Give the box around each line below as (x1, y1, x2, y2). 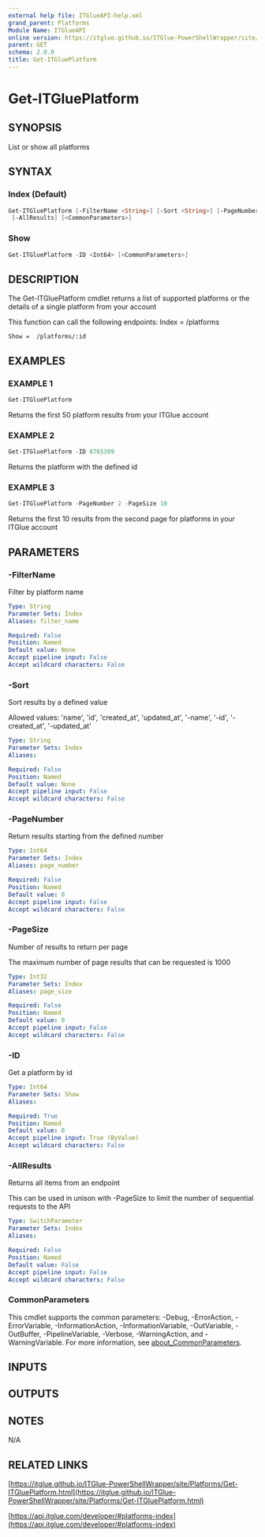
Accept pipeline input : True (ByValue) (8, 1134, 140, 1142)
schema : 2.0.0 (8, 48, 55, 56)
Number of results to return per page (8, 942, 129, 952)
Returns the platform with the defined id (8, 462, 138, 471)
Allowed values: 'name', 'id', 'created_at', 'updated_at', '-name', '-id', (8, 713, 229, 722)
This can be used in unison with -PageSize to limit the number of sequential (8, 1194, 254, 1203)
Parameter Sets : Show (8, 1090, 80, 1098)
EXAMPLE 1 (8, 377, 54, 388)
